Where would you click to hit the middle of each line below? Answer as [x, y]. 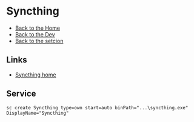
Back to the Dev [35, 34]
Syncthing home [35, 75]
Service [21, 94]
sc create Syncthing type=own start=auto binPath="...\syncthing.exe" [97, 107]
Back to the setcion [39, 41]
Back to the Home [38, 28]
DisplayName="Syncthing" [38, 113]
